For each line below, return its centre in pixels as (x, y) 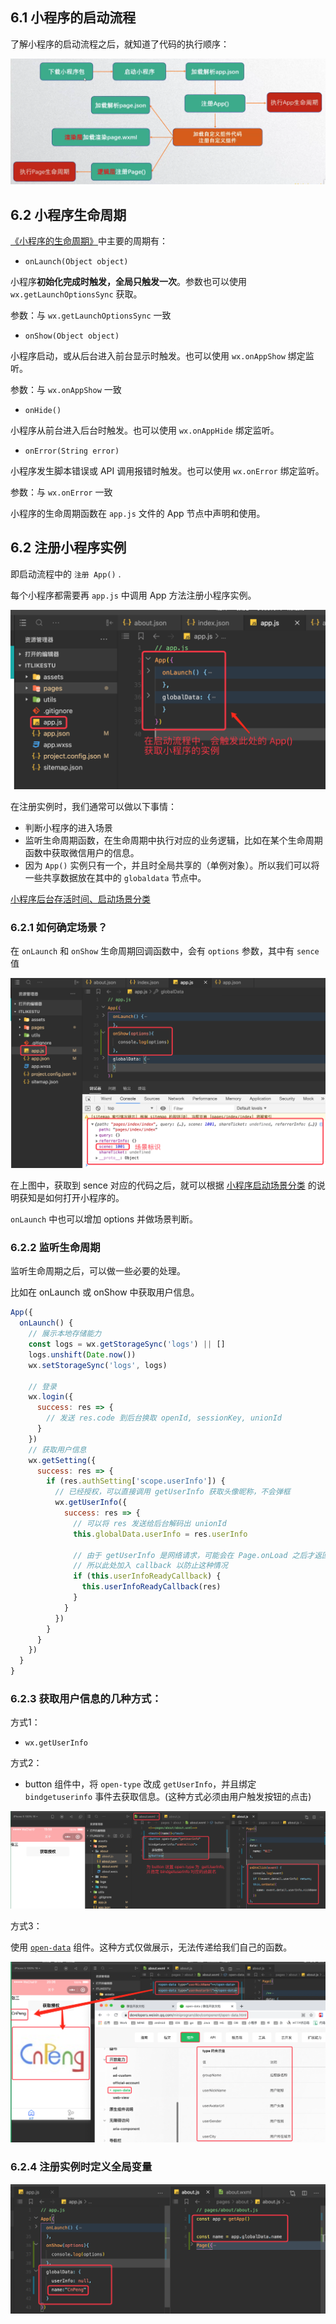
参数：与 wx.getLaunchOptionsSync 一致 (91, 315)
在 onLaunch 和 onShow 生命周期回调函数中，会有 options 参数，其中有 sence (165, 951)
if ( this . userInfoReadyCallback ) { (147, 1576)
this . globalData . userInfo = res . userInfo (160, 1534)
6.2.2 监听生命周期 (55, 1248)
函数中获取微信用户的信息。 (82, 853)
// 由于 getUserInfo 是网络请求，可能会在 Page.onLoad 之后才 (194, 1555)
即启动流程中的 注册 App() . (66, 574)
